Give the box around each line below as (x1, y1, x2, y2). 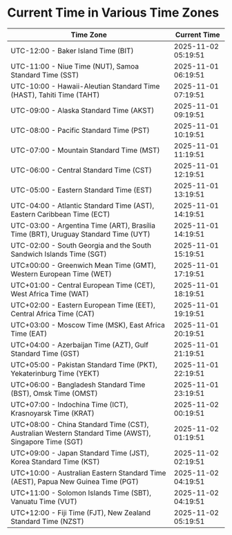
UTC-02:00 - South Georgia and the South (10, 240, 152, 250)
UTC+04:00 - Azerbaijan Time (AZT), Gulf (10, 340, 148, 350)
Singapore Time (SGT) (10, 437, 84, 446)
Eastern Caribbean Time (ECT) (10, 209, 110, 219)
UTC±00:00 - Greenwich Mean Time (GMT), (10, 260, 157, 270)
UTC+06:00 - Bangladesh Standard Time (10, 379, 146, 389)
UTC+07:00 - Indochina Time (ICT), (10, 399, 128, 409)
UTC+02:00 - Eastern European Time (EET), (10, 300, 155, 309)
